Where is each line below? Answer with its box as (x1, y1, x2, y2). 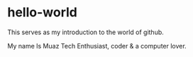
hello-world (7, 4, 78, 21)
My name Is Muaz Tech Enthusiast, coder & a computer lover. (7, 41, 187, 50)
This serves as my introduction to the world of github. (7, 28, 165, 36)
